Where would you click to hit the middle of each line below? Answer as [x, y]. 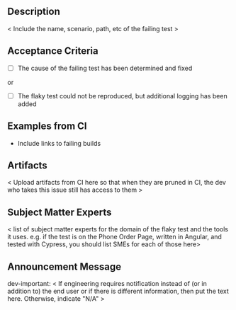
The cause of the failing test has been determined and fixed [105, 68]
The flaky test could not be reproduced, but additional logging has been [123, 96]
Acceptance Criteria [53, 51]
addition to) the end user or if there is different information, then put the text [118, 291]
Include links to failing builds [59, 143]
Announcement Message [64, 266]
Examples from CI [47, 126]
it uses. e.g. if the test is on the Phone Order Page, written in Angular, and [114, 237]
